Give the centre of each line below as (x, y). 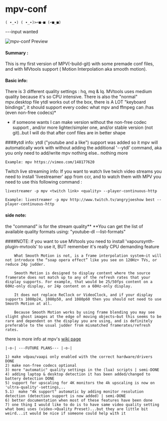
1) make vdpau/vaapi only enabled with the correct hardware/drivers (79, 357)
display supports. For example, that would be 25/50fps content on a (79, 282)
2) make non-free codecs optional (41, 365)
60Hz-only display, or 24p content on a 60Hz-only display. (69, 286)
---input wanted (22, 31)
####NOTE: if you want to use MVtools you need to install (65, 241)
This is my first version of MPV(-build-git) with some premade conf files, (80, 64)
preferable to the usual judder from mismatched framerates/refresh (78, 325)
